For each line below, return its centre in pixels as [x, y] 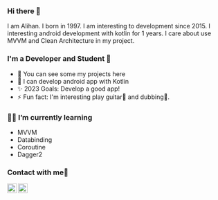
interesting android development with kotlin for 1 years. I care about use [109, 33]
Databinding [35, 139]
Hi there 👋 [24, 11]
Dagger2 [30, 154]
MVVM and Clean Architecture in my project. [71, 41]
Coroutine [31, 147]
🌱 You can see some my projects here [71, 74]
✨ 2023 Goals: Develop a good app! [69, 89]
